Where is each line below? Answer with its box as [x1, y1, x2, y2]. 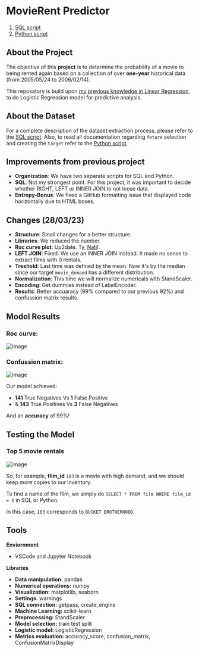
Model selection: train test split [14, 620, 92, 627]
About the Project [6, 48, 73, 58]
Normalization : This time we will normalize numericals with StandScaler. [14, 275, 193, 282]
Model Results [6, 311, 61, 322]
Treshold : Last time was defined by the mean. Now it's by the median [14, 263, 185, 270]
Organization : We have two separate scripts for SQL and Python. [14, 173, 175, 180]
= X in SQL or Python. [6, 496, 59, 504]
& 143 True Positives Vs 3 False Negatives [14, 401, 118, 408]
